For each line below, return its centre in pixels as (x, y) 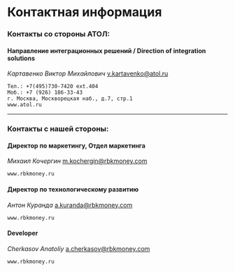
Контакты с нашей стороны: (58, 129)
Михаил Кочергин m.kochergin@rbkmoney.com (77, 161)
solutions (21, 58)
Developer (23, 233)
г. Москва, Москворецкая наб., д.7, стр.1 (70, 99)
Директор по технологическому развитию (73, 189)
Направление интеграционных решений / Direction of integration (107, 50)
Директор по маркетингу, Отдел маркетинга (76, 145)
